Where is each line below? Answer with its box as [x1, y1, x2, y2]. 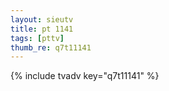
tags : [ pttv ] [10, 33, 65, 43]
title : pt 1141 [10, 24, 74, 34]
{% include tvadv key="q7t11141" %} [10, 70, 160, 82]
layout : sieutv [10, 14, 74, 25]
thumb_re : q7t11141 [10, 42, 92, 53]
